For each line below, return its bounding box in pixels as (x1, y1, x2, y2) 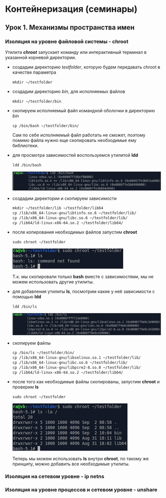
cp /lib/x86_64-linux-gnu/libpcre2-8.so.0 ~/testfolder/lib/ (12, 365, 141, 370)
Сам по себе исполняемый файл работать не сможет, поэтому (12, 132, 146, 138)
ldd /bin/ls (12, 304, 37, 309)
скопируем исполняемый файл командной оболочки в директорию (12, 107, 155, 113)
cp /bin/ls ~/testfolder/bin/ (12, 350, 75, 355)
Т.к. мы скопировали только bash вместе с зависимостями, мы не (12, 273, 154, 279)
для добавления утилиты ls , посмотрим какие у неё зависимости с (12, 288, 155, 294)
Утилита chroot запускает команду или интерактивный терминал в (5, 49, 147, 55)
